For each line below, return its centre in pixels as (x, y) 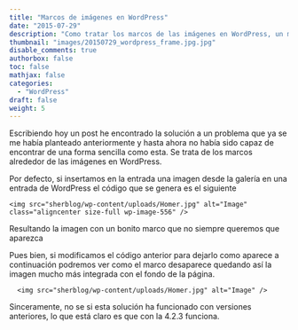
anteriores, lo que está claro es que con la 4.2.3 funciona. (114, 317)
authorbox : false (41, 59)
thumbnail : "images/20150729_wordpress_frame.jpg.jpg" (113, 42)
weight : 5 (27, 108)
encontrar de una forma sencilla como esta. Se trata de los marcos (131, 153)
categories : (31, 83)
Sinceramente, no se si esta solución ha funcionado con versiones (130, 307)
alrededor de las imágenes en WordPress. (86, 161)
